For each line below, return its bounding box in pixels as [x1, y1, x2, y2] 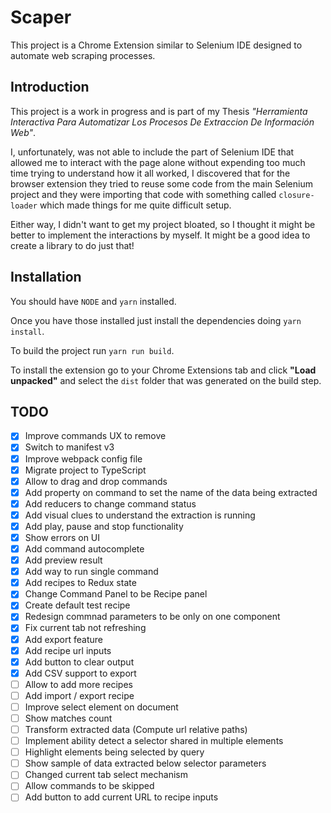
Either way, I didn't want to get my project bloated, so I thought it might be [10, 218, 316, 230]
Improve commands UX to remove [24, 430, 167, 442]
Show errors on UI [24, 531, 101, 543]
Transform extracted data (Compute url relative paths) [24, 724, 248, 735]
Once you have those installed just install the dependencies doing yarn [10, 314, 302, 326]
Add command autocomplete [24, 543, 145, 555]
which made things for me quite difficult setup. [39, 199, 232, 211]
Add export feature [24, 633, 103, 645]
